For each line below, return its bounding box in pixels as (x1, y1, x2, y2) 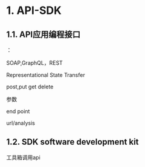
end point (6, 108, 30, 115)
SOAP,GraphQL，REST (6, 59, 63, 67)
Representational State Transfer (6, 71, 86, 79)
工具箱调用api (6, 154, 40, 161)
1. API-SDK (6, 4, 62, 18)
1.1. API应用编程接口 (6, 29, 80, 39)
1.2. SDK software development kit (6, 137, 139, 147)
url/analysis (6, 119, 35, 126)
